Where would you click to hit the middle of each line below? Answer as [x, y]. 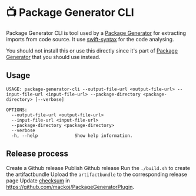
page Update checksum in [38, 180]
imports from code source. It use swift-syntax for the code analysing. [90, 39]
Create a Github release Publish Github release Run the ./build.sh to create [98, 168]
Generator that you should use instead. [53, 57]
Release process [37, 154]
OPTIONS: [17, 110]
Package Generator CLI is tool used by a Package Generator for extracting [96, 33]
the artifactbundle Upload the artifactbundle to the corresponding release [97, 174]
